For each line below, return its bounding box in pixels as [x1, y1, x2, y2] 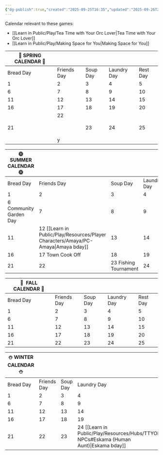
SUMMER [9, 157, 32, 163]
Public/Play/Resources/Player [38, 231, 106, 238]
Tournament [111, 265, 139, 272]
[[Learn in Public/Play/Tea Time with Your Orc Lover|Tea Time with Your [12, 30, 156, 36]
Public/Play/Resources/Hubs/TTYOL [77, 430, 160, 436]
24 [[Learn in [77, 424, 108, 431]
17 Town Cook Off [38, 251, 81, 258]
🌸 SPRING [18, 52, 42, 59]
